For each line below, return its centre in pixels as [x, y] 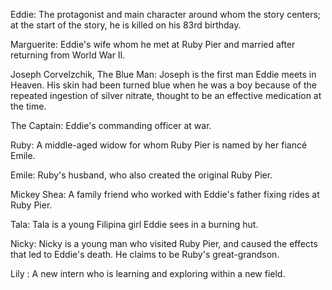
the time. [28, 106]
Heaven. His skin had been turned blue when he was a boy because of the [163, 85]
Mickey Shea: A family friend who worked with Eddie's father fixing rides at [165, 194]
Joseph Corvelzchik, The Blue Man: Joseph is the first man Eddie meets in [163, 74]
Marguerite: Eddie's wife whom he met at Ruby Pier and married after [153, 44]
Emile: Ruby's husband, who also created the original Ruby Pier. [141, 175]
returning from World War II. [68, 55]
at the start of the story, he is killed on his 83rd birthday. [126, 25]
